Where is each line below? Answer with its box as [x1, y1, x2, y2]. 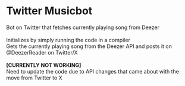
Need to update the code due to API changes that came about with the [6, 68, 180, 75]
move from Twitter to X [6, 74, 62, 81]
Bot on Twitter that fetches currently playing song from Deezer [6, 24, 159, 31]
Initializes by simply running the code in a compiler [6, 36, 131, 43]
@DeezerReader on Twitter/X [6, 49, 79, 56]
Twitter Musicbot [6, 4, 93, 18]
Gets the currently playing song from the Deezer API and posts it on [6, 43, 173, 50]
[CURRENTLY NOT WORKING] [6, 61, 81, 69]
